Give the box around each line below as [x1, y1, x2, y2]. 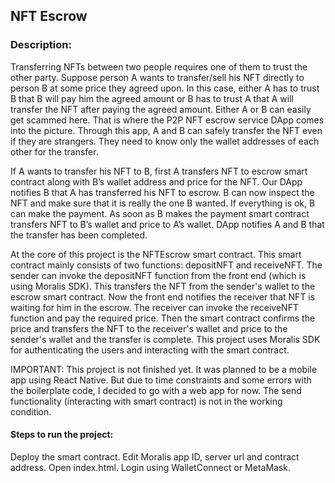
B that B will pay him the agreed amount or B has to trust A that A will [10, 92, 294, 104]
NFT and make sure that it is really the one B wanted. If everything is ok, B [10, 197, 316, 209]
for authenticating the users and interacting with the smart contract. [10, 344, 290, 356]
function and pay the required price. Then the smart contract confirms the [10, 312, 316, 324]
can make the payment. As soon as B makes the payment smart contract [10, 207, 310, 219]
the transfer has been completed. [10, 229, 148, 241]
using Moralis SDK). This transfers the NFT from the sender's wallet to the [10, 280, 316, 292]
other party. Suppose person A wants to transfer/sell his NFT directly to [10, 71, 305, 83]
